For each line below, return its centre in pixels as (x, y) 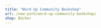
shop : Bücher (18, 18)
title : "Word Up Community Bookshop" (43, 9)
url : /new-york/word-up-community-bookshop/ (51, 14)
